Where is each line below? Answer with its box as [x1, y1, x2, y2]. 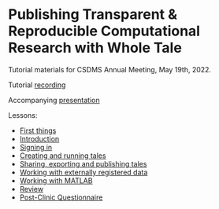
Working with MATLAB [19, 175, 93, 185]
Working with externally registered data [19, 167, 148, 177]
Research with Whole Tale [8, 39, 183, 57]
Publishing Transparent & [8, 5, 178, 24]
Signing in [19, 142, 53, 152]
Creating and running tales [19, 151, 106, 160]
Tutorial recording [8, 80, 66, 90]
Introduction [19, 134, 60, 143]
